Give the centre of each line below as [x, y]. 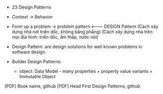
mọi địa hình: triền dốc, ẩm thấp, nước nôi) [55, 37]
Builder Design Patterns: [36, 61]
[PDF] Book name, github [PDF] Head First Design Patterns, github [73, 86]
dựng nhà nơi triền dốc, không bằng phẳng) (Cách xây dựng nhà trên [82, 32]
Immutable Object [37, 76]
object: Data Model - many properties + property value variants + [86, 71]
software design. [29, 52]
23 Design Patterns [31, 7]
